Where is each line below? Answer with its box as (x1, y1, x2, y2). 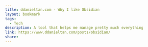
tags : (5, 16, 16, 21)
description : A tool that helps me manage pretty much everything (5, 25, 144, 30)
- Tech (9, 21, 23, 26)
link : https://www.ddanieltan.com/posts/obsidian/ (5, 30, 111, 35)
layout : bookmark (5, 12, 41, 17)
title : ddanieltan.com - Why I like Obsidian (5, 7, 99, 12)
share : (5, 35, 19, 40)
